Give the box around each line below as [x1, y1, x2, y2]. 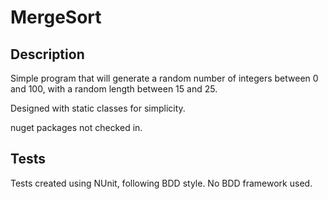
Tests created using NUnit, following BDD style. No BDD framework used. [10, 177, 313, 189]
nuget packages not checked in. [10, 122, 143, 133]
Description [10, 46, 85, 63]
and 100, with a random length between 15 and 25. [10, 83, 218, 95]
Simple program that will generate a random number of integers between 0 [10, 72, 319, 84]
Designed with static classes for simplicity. [10, 102, 186, 114]
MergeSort [10, 6, 102, 29]
